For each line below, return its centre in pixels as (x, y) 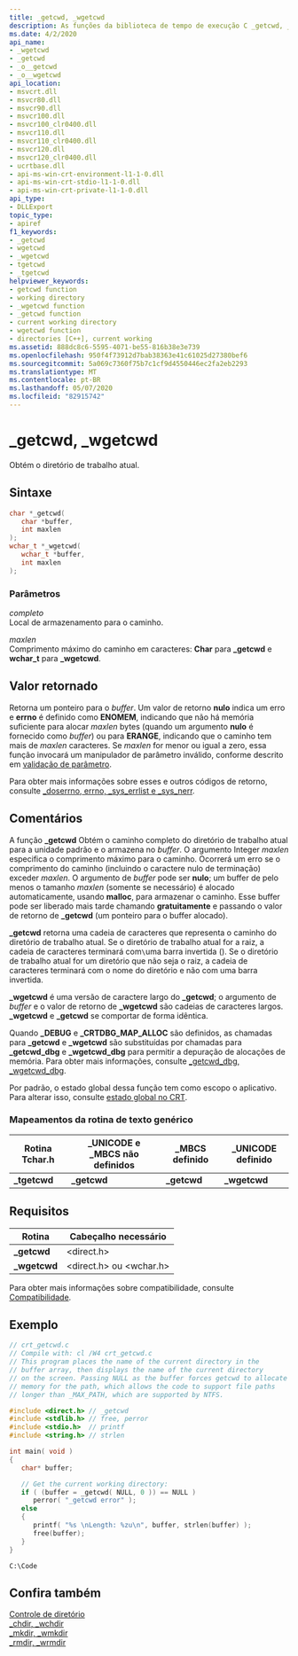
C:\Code (24, 1566)
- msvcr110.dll (37, 133)
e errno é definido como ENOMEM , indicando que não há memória (132, 717)
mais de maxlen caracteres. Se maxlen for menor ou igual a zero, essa (138, 745)
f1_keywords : (33, 231)
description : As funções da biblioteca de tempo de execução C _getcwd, (146, 26)
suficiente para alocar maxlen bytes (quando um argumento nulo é (132, 726)
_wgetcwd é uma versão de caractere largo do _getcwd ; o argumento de (143, 996)
